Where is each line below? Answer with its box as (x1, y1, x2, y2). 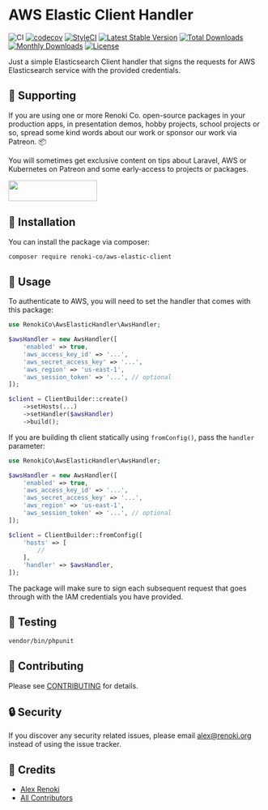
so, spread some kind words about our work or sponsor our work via (8, 127, 237, 137)
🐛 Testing (8, 616, 57, 629)
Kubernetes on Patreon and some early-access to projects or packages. (8, 164, 249, 173)
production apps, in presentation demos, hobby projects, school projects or (8, 119, 261, 129)
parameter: (8, 441, 46, 450)
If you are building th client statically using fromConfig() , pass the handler (8, 432, 255, 442)
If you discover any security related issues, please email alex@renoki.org (8, 731, 252, 740)
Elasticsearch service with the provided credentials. (8, 65, 181, 75)
